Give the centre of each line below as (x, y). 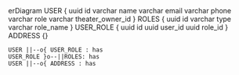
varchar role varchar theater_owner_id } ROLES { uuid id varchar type (119, 19)
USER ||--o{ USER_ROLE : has (56, 50)
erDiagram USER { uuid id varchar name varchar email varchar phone (120, 11)
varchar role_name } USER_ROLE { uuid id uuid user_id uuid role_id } (118, 27)
